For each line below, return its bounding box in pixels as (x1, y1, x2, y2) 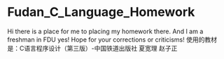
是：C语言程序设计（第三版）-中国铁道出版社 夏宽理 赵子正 (7, 44, 178, 52)
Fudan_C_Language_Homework (7, 4, 195, 20)
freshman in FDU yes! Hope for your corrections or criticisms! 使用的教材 (7, 35, 217, 44)
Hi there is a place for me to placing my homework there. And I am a (7, 27, 204, 35)
